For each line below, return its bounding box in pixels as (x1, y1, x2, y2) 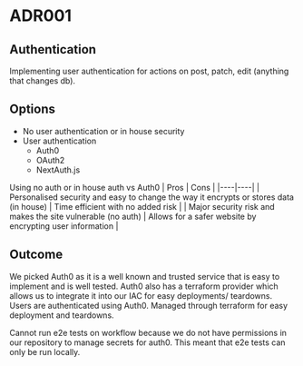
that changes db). (9, 75, 75, 86)
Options (9, 102, 56, 117)
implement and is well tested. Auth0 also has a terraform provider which (9, 281, 279, 292)
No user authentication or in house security (22, 125, 185, 136)
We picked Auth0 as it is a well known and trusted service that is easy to (9, 271, 280, 282)
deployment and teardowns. (9, 310, 115, 321)
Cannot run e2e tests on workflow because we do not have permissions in (9, 327, 288, 338)
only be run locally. (9, 346, 81, 357)
